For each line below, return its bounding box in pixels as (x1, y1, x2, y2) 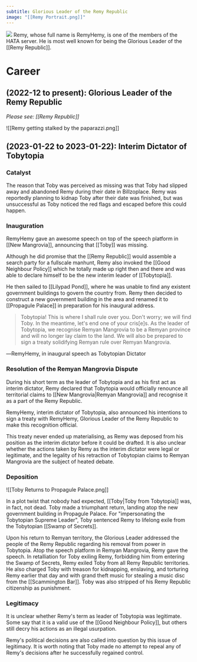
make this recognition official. (6, 421, 78, 428)
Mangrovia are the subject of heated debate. (6, 458, 114, 465)
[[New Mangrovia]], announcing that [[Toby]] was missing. (6, 241, 149, 248)
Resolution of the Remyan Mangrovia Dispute (6, 365, 139, 373)
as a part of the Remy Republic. (6, 397, 83, 404)
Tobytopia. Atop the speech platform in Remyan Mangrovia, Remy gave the (6, 547, 188, 554)
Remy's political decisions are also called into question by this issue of (6, 637, 177, 644)
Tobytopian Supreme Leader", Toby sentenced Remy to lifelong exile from (6, 516, 186, 524)
